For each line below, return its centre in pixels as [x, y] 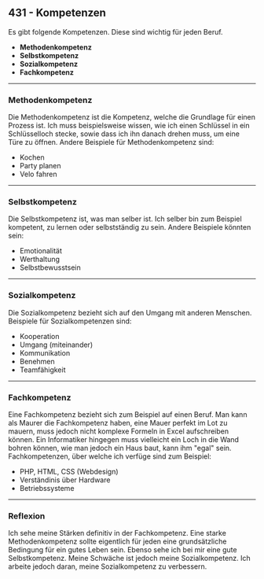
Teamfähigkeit [42, 370]
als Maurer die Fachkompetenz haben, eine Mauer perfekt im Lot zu [118, 423]
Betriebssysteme [47, 488]
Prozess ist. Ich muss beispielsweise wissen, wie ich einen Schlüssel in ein [129, 126]
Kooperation [39, 336]
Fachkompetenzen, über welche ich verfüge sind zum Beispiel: [110, 456]
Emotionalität [41, 251]
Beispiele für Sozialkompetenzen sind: [70, 321]
